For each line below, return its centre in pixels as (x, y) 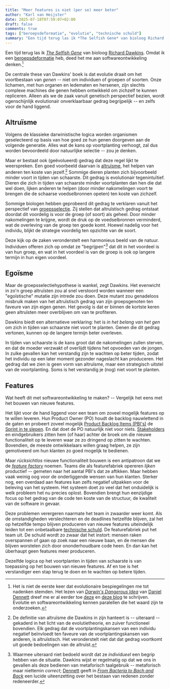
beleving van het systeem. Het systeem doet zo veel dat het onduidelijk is (82, 488)
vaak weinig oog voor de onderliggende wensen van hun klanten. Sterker (81, 477)
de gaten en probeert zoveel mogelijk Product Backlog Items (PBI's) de (79, 424)
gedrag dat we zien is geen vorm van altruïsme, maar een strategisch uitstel (84, 364)
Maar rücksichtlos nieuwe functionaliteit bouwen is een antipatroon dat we (83, 461)
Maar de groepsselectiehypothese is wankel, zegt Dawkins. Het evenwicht (83, 285)
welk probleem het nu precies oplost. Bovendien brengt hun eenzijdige (79, 493)
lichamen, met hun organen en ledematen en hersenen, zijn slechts (75, 85)
